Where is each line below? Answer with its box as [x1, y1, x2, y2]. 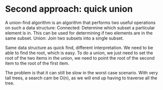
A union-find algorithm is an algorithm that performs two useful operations [5, 20, 156, 25]
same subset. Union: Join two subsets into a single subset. [5, 35, 124, 41]
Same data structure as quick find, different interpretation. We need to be [5, 45, 154, 50]
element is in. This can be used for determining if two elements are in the [5, 30, 153, 36]
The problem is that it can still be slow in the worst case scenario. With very [5, 69, 158, 75]
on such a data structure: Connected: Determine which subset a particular [5, 24, 155, 30]
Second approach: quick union [5, 3, 133, 15]
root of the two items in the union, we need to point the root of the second [5, 55, 155, 61]
